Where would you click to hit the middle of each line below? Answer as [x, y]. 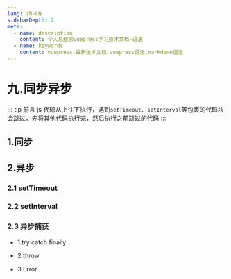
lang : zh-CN [24, 14]
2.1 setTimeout [32, 188]
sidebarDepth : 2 [31, 20]
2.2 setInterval [32, 207]
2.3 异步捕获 [28, 226]
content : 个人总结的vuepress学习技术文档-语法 [82, 40]
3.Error [27, 269]
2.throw [28, 255]
